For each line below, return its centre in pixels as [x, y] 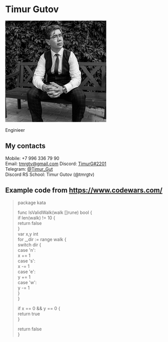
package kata [32, 202]
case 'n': [26, 250]
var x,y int [28, 234]
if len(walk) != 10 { [36, 218]
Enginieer [15, 130]
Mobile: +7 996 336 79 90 [32, 158]
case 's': [26, 261]
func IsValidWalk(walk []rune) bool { [55, 212]
